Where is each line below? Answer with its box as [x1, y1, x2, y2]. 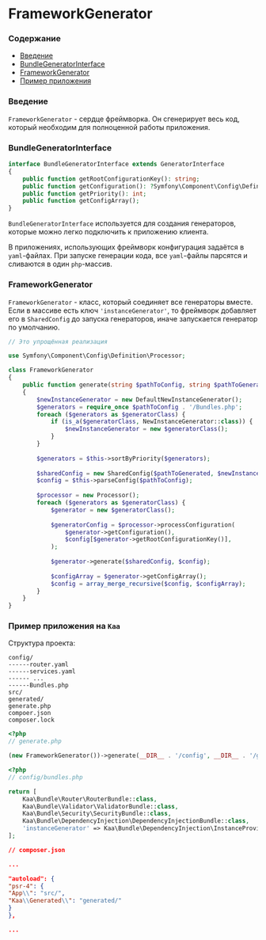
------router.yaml [8, 660, 69, 669]
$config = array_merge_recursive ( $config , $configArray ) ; [50, 580, 246, 588]
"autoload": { [8, 874, 55, 883]
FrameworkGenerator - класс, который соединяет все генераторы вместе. [8, 297, 253, 306]
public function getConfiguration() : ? [22, 182, 154, 190]
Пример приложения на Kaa [8, 621, 120, 632]
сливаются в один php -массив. [8, 259, 112, 269]
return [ [8, 787, 37, 796]
